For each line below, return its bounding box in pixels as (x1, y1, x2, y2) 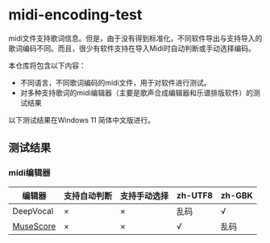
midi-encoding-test (8, 6, 143, 24)
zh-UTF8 (176, 190, 214, 201)
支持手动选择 (119, 190, 169, 201)
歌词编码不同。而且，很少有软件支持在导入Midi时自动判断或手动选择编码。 (8, 43, 255, 53)
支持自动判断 (63, 190, 113, 201)
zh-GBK (220, 190, 253, 201)
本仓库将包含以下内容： (8, 61, 86, 70)
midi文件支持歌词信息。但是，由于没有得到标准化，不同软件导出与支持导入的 (8, 33, 263, 43)
